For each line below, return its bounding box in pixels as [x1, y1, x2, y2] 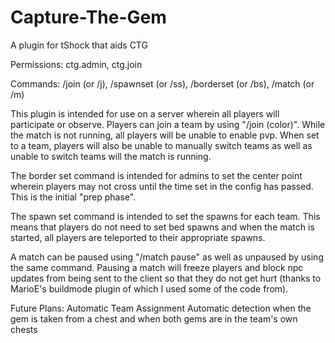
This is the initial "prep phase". [10, 191, 137, 203]
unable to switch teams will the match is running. [10, 150, 212, 162]
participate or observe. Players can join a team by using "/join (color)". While [10, 118, 326, 130]
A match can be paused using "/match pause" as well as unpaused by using [10, 251, 324, 263]
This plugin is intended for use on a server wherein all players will [10, 107, 280, 120]
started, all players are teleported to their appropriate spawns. [10, 231, 266, 243]
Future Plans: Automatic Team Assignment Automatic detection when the [10, 302, 312, 314]
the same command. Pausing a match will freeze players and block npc [10, 261, 304, 273]
